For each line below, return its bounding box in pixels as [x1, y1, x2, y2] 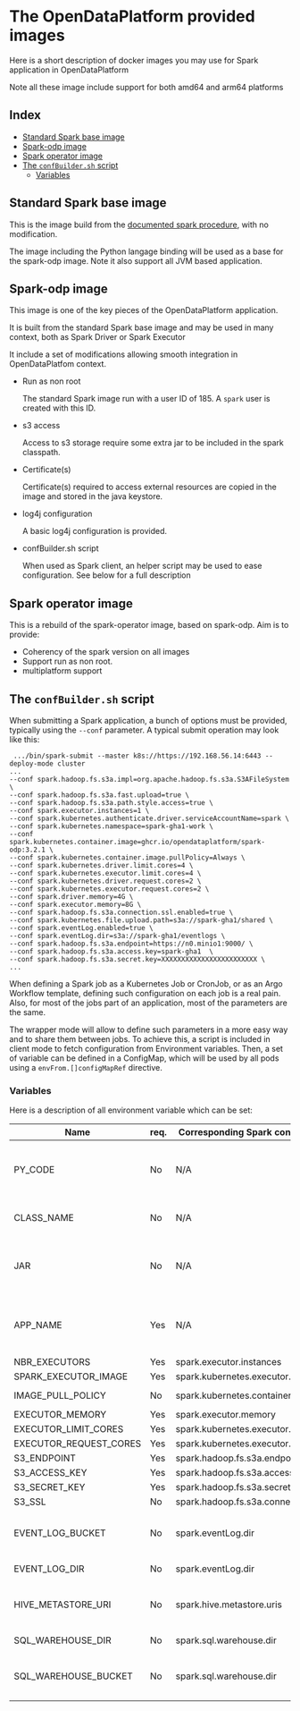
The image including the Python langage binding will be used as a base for [9, 246, 284, 257]
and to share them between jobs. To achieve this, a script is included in [9, 1034, 271, 1044]
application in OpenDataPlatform [9, 64, 129, 75]
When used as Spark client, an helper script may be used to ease [21, 561, 262, 572]
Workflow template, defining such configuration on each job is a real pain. [9, 988, 281, 998]
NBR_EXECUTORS [13, 1356, 91, 1368]
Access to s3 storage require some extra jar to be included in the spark [21, 437, 284, 448]
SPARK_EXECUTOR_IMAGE [13, 1370, 128, 1383]
